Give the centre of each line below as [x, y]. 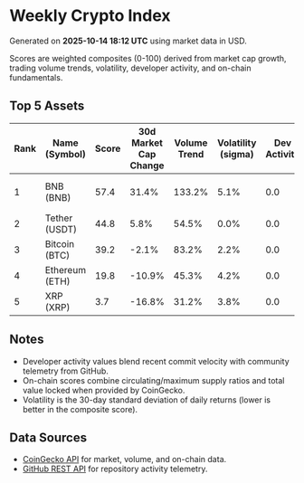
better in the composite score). [80, 409]
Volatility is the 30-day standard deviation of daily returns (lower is [147, 400]
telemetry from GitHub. [65, 371]
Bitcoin [60, 243]
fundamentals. [36, 77]
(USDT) [61, 229]
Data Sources [48, 437]
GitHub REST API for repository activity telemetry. [115, 469]
